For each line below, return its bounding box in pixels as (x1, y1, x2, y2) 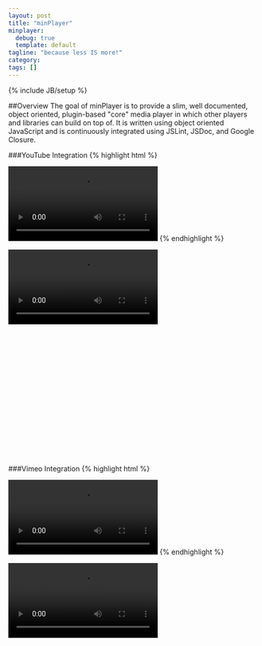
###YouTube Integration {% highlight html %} (8, 150, 158, 160)
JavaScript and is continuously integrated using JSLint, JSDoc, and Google (8, 126, 255, 136)
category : (8, 57, 41, 65)
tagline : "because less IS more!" (8, 49, 123, 57)
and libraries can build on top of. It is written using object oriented (8, 117, 225, 128)
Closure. (8, 135, 36, 144)
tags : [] (8, 64, 37, 72)
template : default (15, 41, 77, 49)
